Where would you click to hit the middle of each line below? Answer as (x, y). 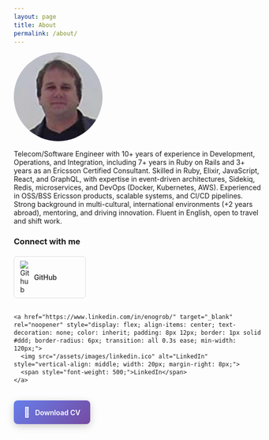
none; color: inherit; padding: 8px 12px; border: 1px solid (159, 333)
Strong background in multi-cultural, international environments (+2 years (133, 205)
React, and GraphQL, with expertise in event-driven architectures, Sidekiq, (134, 179)
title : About (35, 25)
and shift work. (38, 221)
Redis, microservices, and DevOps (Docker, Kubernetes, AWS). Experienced (138, 188)
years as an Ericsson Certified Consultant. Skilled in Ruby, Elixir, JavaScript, (136, 171)
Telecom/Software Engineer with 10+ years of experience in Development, (134, 154)
